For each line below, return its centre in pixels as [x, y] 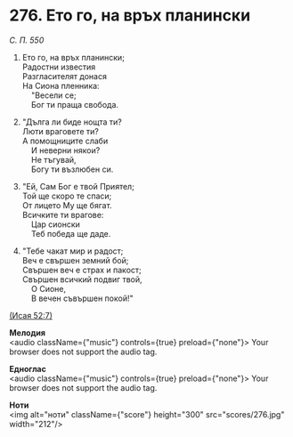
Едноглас [28, 368]
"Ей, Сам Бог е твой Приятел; [78, 186]
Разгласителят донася [64, 76]
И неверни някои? [65, 150]
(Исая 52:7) [31, 315]
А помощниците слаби [65, 141]
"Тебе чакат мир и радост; [73, 251]
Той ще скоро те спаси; [67, 196]
